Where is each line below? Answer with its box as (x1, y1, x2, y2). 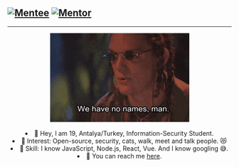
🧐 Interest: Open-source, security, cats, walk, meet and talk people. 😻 (21, 136, 228, 145)
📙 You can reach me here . (86, 151, 162, 160)
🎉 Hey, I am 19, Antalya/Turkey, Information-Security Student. (34, 129, 214, 137)
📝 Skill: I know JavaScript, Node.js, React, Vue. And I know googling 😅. (19, 144, 229, 153)
